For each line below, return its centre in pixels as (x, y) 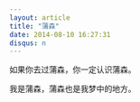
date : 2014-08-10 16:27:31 (60, 34)
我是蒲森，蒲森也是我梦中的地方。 (73, 89)
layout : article (40, 18)
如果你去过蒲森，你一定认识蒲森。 (73, 70)
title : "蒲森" (35, 26)
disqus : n (28, 43)
